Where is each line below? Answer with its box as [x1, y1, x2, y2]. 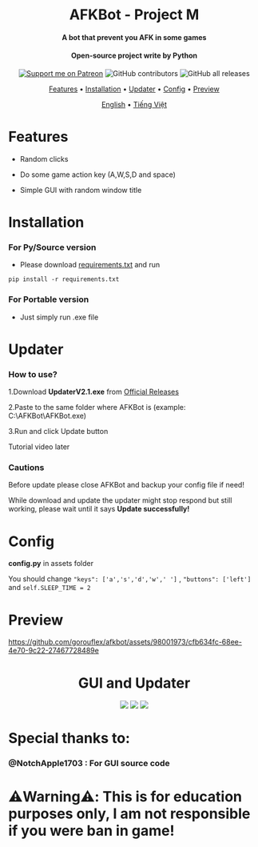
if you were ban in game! [8, 821, 175, 840]
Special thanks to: [8, 729, 130, 748]
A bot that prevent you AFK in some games [62, 32, 207, 42]
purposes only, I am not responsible [8, 805, 251, 822]
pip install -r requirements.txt [8, 275, 120, 283]
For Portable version [8, 294, 89, 305]
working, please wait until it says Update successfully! [8, 504, 190, 514]
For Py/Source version [8, 242, 97, 253]
